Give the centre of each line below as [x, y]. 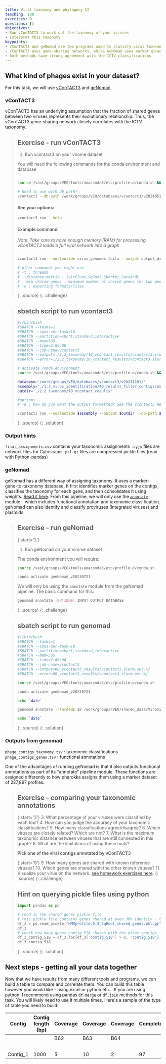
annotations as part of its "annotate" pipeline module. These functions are [81, 772]
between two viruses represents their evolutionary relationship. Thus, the [80, 116]
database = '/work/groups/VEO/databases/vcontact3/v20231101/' [82, 382]
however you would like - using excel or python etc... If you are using [75, 989]
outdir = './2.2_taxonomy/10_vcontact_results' [65, 391]
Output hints [21, 436]
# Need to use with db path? [47, 192]
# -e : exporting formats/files [50, 286]
